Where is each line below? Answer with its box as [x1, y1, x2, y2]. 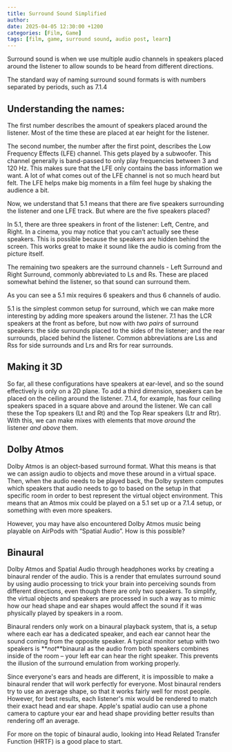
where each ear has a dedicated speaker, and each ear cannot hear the [7, 630, 211, 638]
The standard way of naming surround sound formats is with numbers [7, 75, 206, 84]
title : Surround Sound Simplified [7, 10, 107, 17]
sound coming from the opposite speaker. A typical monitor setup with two [7, 637, 220, 646]
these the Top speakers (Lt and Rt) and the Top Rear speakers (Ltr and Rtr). [7, 408, 222, 417]
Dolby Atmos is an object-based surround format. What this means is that [7, 462, 216, 470]
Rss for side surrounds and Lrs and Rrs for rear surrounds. [7, 341, 173, 349]
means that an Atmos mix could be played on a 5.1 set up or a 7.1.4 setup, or [7, 498, 222, 507]
